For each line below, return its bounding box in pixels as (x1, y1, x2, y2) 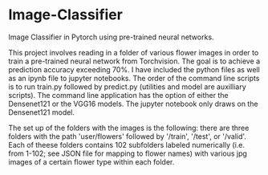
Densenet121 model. (8, 107, 75, 117)
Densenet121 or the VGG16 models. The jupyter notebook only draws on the (8, 99, 258, 108)
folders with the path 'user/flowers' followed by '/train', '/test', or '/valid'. (8, 131, 247, 141)
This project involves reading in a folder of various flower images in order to (8, 47, 259, 57)
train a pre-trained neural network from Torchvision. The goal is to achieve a (8, 56, 261, 66)
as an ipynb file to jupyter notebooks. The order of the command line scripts (8, 73, 260, 83)
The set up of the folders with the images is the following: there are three (8, 123, 250, 132)
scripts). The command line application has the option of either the (8, 90, 229, 100)
